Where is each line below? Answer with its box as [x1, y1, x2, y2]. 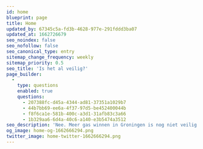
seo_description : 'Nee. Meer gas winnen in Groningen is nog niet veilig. [6, 122, 200, 128]
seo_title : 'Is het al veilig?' [6, 65, 88, 72]
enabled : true [17, 88, 53, 94]
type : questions [17, 83, 59, 89]
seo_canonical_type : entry [6, 49, 75, 55]
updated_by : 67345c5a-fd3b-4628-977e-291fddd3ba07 [6, 26, 137, 32]
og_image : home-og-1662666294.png [6, 128, 94, 134]
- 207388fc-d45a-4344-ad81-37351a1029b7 [22, 99, 126, 105]
